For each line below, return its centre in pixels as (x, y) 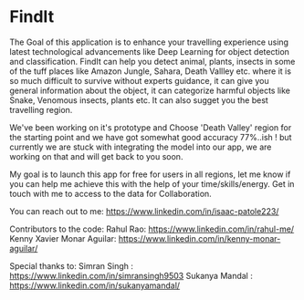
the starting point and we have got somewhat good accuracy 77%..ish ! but (151, 137)
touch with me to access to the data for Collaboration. (110, 193)
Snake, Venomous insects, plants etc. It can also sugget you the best (139, 100)
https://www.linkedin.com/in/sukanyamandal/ (95, 285)
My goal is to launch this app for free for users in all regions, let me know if (150, 174)
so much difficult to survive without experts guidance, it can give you (139, 80)
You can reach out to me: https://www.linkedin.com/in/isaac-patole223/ (144, 211)
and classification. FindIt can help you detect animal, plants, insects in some (152, 61)
